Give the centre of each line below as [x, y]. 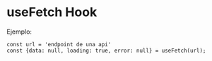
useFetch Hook [52, 12]
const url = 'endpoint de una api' [59, 44]
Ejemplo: [19, 32]
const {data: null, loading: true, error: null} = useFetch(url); [106, 50]
